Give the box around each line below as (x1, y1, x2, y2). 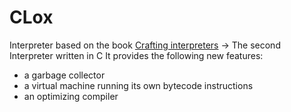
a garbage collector (23, 69, 106, 81)
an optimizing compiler (23, 90, 119, 102)
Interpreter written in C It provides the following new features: (9, 49, 264, 61)
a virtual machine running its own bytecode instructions (23, 79, 254, 91)
